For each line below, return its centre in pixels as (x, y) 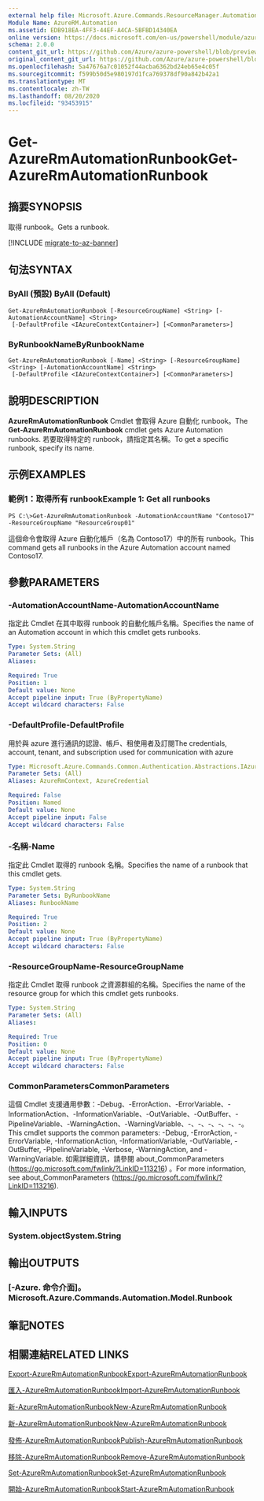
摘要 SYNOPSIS (45, 207)
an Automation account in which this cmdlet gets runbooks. (104, 632)
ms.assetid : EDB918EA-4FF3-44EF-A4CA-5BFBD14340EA (93, 30)
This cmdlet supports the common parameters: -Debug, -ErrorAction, (121, 1133)
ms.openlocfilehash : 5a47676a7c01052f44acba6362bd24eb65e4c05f (114, 67)
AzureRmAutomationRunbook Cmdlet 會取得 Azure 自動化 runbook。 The (128, 421)
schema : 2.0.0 (31, 45)
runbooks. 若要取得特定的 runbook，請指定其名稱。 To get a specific (119, 439)
